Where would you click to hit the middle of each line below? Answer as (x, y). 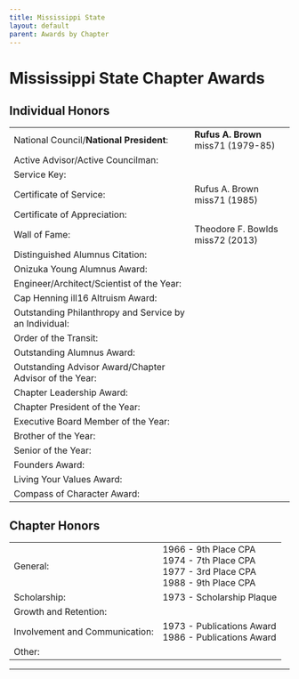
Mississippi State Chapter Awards (137, 78)
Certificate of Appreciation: (70, 214)
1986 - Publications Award (219, 637)
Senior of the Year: (53, 450)
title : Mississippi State (57, 17)
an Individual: (41, 324)
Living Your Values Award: (68, 480)
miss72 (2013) (226, 240)
